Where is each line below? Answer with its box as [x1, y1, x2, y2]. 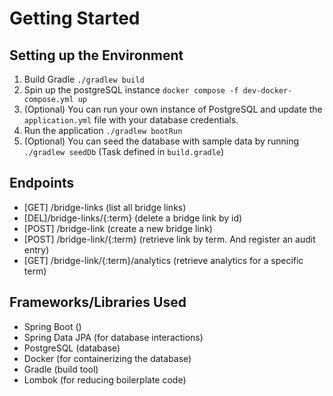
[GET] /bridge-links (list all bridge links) [23, 201, 187, 213]
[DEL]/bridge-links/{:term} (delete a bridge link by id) [23, 212, 243, 224]
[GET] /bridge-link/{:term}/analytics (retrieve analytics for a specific [23, 254, 304, 266]
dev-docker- [242, 86, 293, 96]
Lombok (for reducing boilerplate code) [23, 373, 187, 386]
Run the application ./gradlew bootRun [23, 125, 183, 136]
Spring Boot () [23, 320, 82, 332]
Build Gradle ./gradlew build [23, 73, 145, 85]
